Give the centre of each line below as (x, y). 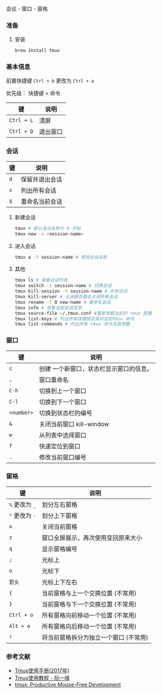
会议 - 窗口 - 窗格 (27, 9)
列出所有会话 (39, 190)
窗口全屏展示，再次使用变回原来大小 (92, 537)
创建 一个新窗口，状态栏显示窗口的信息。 (96, 369)
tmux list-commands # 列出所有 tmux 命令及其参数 (72, 324)
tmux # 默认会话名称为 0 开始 (48, 228)
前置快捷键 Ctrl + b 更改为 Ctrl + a (50, 81)
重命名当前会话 (42, 201)
